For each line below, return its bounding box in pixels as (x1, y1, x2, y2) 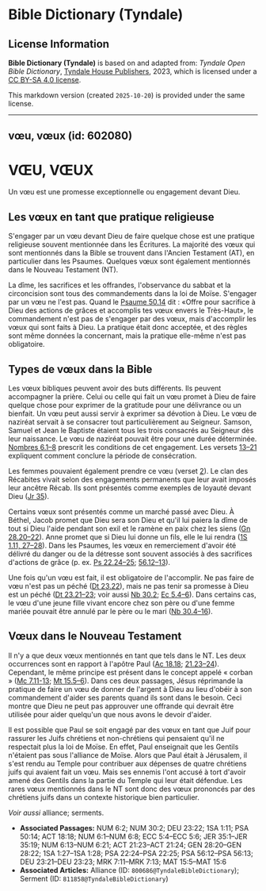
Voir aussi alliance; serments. (8, 808, 104, 817)
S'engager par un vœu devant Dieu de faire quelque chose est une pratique (8, 232, 255, 241)
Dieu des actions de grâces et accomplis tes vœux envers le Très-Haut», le (8, 305, 254, 315)
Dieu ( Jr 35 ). (8, 491, 50, 501)
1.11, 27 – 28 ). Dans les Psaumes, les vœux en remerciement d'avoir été (8, 540, 237, 550)
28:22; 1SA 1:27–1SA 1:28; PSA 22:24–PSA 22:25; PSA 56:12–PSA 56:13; (19, 848, 253, 858)
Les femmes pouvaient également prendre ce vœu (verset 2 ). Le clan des (8, 466, 249, 475)
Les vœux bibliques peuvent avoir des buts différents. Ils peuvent (8, 383, 222, 393)
